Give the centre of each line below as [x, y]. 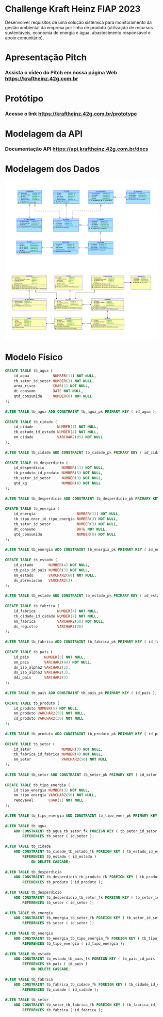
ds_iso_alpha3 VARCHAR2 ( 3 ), [42, 673]
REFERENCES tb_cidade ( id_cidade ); [60, 990]
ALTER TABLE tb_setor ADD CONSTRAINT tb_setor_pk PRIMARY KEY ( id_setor [81, 775]
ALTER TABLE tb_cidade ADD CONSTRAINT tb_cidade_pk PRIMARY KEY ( [73, 452]
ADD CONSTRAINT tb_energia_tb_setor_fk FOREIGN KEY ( [69, 918]
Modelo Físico [34, 357]
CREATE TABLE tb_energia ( [32, 509]
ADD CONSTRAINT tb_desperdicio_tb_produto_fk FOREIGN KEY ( [76, 877]
